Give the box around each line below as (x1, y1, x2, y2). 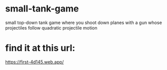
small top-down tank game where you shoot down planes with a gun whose (5, 19, 162, 25)
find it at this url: (5, 42, 75, 54)
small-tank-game (5, 3, 79, 14)
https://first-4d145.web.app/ (5, 58, 64, 65)
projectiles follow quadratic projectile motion (5, 24, 98, 30)
